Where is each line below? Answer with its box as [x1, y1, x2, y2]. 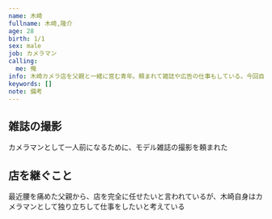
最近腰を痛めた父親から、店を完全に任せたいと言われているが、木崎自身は [8, 191, 257, 201]
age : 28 [8, 27, 35, 35]
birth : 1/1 [8, 34, 45, 43]
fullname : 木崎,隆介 [8, 19, 73, 28]
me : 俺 [15, 65, 36, 73]
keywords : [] [8, 79, 53, 88]
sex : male [8, 42, 42, 50]
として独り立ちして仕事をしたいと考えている [36, 202, 185, 211]
